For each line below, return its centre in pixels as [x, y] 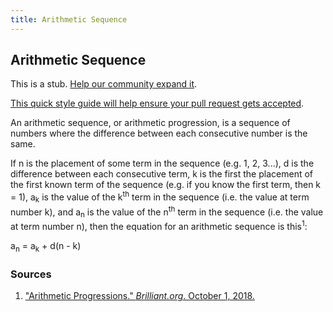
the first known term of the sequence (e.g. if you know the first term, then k [166, 185]
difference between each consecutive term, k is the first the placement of [161, 174]
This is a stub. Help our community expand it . [104, 84]
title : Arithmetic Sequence [69, 19]
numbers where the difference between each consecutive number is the [159, 133]
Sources [31, 274]
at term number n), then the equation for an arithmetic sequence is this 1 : [159, 225]
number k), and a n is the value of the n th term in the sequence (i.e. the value [167, 212]
